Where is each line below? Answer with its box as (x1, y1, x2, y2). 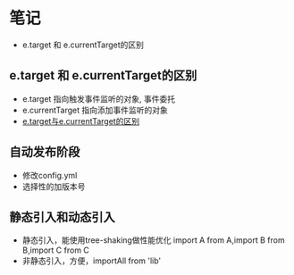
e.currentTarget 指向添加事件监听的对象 (21, 104, 168, 115)
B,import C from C (21, 245, 89, 255)
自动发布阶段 (9, 145, 80, 160)
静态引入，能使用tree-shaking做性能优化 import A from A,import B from (21, 235, 285, 246)
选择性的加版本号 (21, 180, 86, 192)
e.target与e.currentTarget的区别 (21, 115, 140, 126)
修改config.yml (21, 170, 78, 180)
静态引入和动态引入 (9, 209, 115, 224)
